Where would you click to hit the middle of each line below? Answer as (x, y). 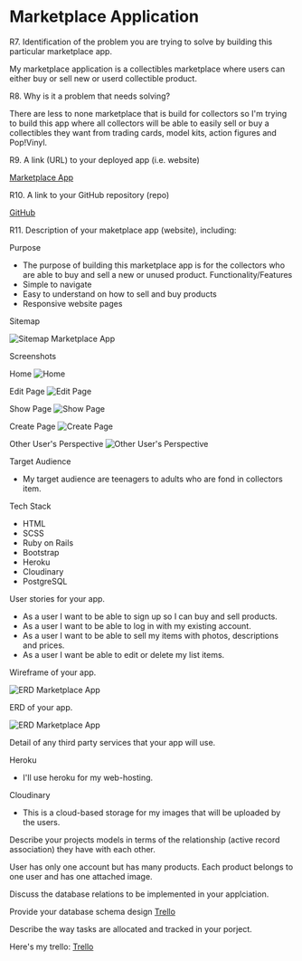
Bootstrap (41, 552)
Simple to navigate (57, 284)
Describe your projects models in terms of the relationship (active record (145, 840)
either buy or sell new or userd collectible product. (103, 78)
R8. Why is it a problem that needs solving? (90, 96)
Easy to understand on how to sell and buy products (119, 294)
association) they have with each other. (83, 849)
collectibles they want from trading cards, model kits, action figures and (143, 132)
